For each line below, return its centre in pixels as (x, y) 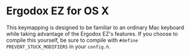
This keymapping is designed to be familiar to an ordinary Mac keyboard (95, 27)
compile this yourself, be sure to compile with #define (72, 40)
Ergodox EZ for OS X (58, 11)
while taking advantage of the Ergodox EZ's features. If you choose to (92, 33)
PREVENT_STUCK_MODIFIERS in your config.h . (58, 46)
